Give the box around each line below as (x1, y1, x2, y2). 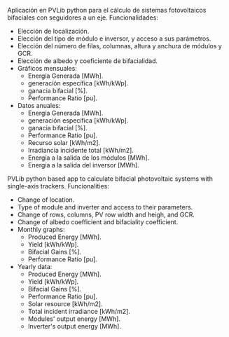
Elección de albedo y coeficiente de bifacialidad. (17, 57, 158, 65)
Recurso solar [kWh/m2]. (27, 139, 100, 146)
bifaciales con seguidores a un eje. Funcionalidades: (7, 13, 159, 22)
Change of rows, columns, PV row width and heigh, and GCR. (17, 210, 195, 219)
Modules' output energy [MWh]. (27, 315, 121, 323)
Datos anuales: (17, 102, 61, 109)
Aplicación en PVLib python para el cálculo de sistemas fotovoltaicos (7, 6, 207, 14)
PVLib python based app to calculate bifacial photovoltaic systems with (7, 174, 214, 183)
